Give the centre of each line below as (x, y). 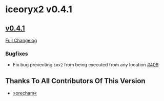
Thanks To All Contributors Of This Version (75, 81)
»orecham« (25, 93)
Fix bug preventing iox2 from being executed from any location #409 (86, 65)
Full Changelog (21, 40)
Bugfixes (17, 54)
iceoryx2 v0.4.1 (39, 9)
